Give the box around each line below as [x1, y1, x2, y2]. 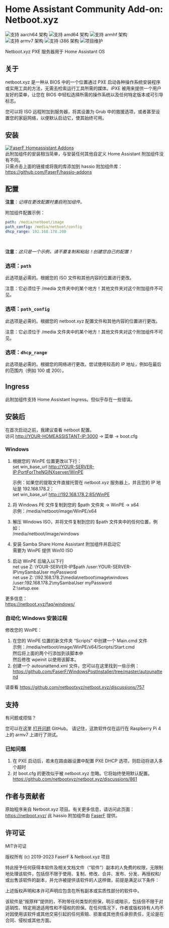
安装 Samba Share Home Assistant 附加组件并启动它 [12, 541, 121, 547]
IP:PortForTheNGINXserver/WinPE [12, 469, 84, 475]
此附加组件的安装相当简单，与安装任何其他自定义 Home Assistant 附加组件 [5, 150, 159, 157]
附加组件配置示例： [5, 210, 45, 216]
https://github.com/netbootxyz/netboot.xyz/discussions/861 [12, 776, 137, 782]
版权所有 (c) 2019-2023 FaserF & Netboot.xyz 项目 [5, 854, 110, 860]
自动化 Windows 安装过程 [5, 614, 68, 622]
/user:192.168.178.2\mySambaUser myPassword [12, 580, 112, 586]
